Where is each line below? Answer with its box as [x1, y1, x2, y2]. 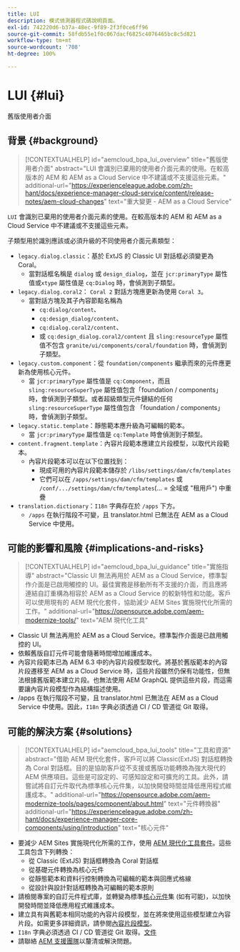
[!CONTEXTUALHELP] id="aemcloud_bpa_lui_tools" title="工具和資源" [24, 746, 231, 754]
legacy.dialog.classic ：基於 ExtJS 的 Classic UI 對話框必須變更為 [17, 251, 214, 260]
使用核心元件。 [30, 367, 75, 376]
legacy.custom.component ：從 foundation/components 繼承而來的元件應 [17, 359, 225, 367]
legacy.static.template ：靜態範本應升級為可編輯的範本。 [17, 421, 189, 429]
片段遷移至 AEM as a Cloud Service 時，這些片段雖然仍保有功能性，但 [17, 667, 224, 676]
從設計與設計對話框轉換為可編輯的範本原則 [28, 883, 154, 892]
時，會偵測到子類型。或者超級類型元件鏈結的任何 [28, 394, 173, 403]
